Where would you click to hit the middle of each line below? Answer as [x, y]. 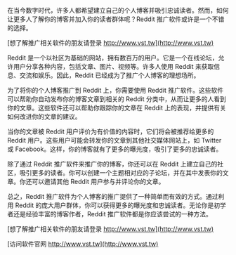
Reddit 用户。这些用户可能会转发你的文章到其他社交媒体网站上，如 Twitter [114, 140]
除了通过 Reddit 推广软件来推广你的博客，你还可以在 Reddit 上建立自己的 [112, 164]
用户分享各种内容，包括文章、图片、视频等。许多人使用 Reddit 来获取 [113, 66]
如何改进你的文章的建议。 [44, 117]
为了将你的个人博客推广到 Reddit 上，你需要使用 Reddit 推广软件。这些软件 [115, 90]
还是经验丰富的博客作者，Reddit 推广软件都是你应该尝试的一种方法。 [113, 214]
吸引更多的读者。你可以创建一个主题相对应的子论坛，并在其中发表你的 [121, 173]
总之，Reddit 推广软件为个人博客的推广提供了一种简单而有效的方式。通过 [113, 196]
